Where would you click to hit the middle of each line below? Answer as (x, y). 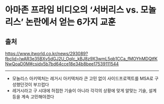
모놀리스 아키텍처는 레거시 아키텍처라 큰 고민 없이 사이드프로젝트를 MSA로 (83, 78)
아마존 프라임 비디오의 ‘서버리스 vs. (72, 10)
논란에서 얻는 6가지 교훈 (71, 22)
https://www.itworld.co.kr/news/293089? (47, 53)
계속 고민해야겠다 (38, 97)
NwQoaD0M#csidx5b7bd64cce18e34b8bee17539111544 (62, 64)
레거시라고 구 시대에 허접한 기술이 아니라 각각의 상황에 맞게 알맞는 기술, (80, 91)
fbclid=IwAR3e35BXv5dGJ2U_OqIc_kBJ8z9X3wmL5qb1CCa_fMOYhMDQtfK (81, 59)
